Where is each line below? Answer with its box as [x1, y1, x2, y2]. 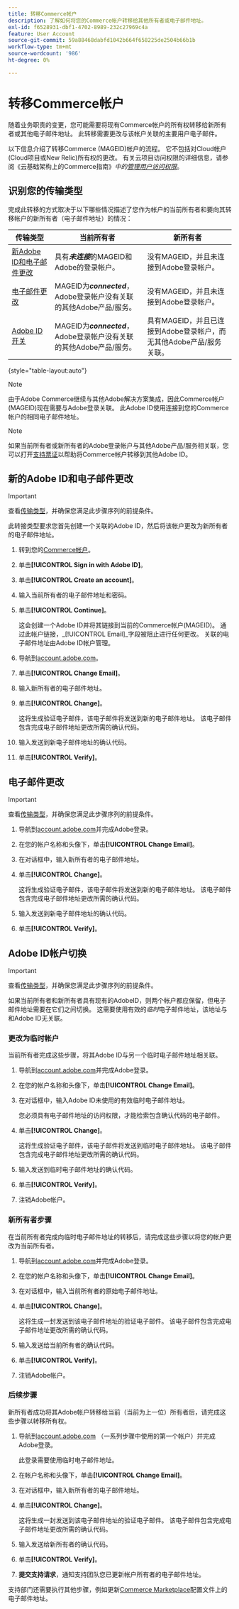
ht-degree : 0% [8, 57, 50, 64]
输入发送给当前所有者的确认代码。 [18, 1341, 118, 1349]
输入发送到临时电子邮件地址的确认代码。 [18, 1165, 137, 1174]
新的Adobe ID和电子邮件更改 [8, 473, 134, 485]
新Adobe [11, 246, 41, 256]
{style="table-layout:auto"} [8, 366, 87, 375]
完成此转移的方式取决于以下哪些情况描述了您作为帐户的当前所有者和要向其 [8, 205, 226, 214]
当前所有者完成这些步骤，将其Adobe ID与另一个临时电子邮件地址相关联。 [8, 1051, 222, 1060]
